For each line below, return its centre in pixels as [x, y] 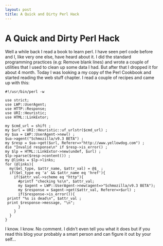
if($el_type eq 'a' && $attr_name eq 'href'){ [57, 173]
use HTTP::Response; [26, 109]
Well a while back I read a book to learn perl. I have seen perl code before [79, 52]
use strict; [17, 101]
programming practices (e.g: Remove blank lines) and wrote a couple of [77, 62]
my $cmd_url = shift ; [28, 126]
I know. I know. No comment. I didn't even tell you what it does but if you [78, 229]
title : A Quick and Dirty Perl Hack [42, 14]
